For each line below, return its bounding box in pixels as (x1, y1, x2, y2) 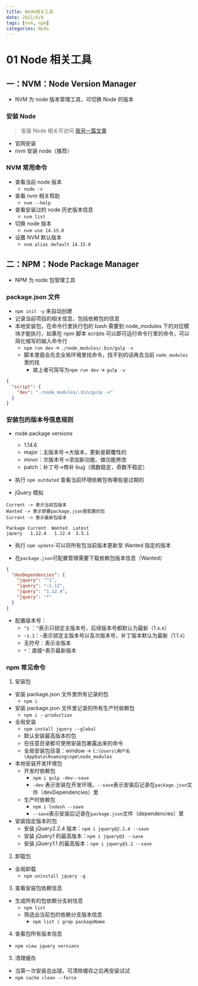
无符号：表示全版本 (23, 639, 72, 647)
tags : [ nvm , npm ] (6, 20, 49, 26)
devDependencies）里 (43, 788, 99, 796)
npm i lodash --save (32, 803, 84, 810)
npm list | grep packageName (32, 918, 106, 925)
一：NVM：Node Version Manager (6, 78, 137, 89)
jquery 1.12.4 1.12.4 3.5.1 (6, 530, 89, 536)
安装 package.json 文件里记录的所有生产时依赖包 (14, 704, 135, 711)
